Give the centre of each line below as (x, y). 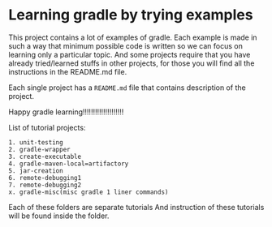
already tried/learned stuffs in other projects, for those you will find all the (132, 63)
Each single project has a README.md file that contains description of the (127, 88)
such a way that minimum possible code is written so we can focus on (126, 45)
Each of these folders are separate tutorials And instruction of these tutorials (136, 207)
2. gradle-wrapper (39, 149)
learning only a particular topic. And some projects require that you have (130, 54)
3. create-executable (45, 156)
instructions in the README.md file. (68, 71)
